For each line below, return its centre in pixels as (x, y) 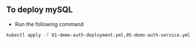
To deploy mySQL (40, 10)
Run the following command (49, 24)
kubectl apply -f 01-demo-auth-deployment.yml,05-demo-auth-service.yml (98, 35)
